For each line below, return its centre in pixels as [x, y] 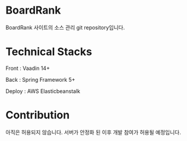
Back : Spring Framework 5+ [40, 79]
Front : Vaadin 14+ [28, 68]
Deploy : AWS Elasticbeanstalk [43, 91]
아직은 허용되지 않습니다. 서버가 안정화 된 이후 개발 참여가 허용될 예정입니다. [93, 132]
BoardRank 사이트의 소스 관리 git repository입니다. [65, 27]
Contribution [38, 115]
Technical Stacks [49, 52]
